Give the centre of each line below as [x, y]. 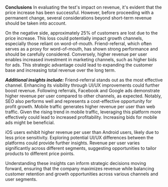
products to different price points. [40, 153]
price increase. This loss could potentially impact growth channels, [74, 38]
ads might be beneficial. [30, 123]
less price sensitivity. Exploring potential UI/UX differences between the [79, 138]
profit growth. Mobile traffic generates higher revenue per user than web [80, 107]
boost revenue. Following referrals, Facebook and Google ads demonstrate [82, 90]
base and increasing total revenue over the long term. [61, 70]
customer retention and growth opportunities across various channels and [82, 174]
